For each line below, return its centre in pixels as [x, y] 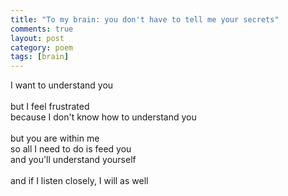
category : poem [42, 47]
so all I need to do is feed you [71, 149]
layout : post [37, 38]
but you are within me [55, 138]
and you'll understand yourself [73, 160]
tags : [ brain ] [40, 57]
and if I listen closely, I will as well [79, 181]
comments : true [42, 29]
